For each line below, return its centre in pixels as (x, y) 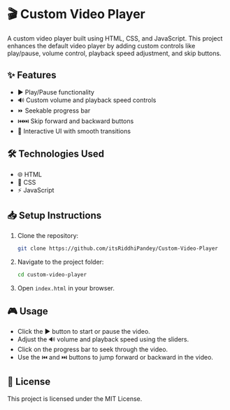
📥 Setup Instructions (55, 215)
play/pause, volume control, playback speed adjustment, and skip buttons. (114, 53)
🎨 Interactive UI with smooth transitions (74, 131)
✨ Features (32, 75)
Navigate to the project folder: (60, 262)
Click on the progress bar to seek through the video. (93, 349)
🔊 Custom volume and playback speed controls (87, 100)
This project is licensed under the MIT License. (75, 398)
